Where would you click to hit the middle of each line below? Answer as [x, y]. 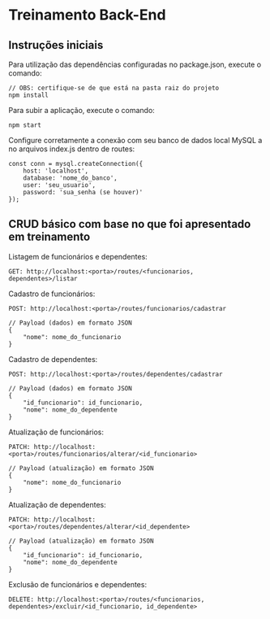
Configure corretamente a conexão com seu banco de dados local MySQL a [135, 140]
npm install [28, 95]
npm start [25, 125]
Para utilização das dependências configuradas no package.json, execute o [135, 64]
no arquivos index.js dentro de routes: [72, 149]
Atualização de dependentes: [58, 504]
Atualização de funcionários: [56, 432]
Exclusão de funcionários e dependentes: [78, 584]
